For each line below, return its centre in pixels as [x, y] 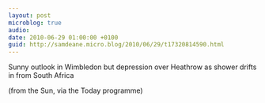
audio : [19, 30]
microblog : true [35, 23]
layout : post [30, 15]
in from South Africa [41, 75]
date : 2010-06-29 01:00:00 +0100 [63, 37]
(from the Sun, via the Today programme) [76, 90]
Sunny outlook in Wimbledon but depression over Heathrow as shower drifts [132, 67]
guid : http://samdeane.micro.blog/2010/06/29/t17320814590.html [116, 45]
